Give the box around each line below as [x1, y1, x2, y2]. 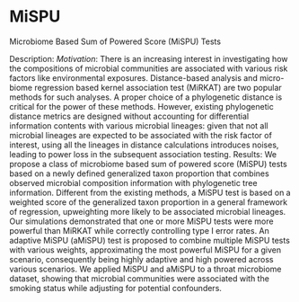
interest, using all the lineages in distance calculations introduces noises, [9, 139, 279, 150]
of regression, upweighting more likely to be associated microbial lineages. [9, 206, 286, 217]
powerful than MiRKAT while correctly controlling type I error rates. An [9, 225, 269, 235]
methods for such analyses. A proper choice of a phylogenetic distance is [9, 92, 283, 102]
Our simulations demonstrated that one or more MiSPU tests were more [9, 216, 274, 226]
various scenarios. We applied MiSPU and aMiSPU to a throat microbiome [9, 263, 282, 274]
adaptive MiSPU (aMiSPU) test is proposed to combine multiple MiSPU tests [9, 235, 290, 245]
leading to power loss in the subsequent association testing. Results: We [9, 148, 277, 159]
